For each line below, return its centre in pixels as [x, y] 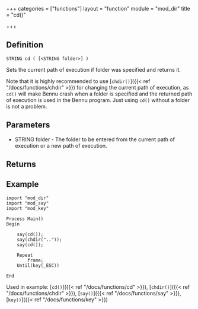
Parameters [28, 125]
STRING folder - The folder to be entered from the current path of [95, 139]
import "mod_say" [28, 203]
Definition [25, 45]
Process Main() [25, 219]
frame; [36, 260]
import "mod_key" [28, 208]
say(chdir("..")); [39, 240]
